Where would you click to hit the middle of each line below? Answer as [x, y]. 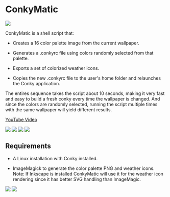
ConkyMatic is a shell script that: [40, 33]
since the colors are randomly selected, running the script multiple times [81, 104]
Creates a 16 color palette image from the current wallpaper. [76, 43]
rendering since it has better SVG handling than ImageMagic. [77, 179]
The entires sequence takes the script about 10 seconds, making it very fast [85, 93]
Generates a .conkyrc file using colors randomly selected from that [83, 53]
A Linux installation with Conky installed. [55, 158]
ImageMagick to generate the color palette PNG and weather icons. [83, 168]
